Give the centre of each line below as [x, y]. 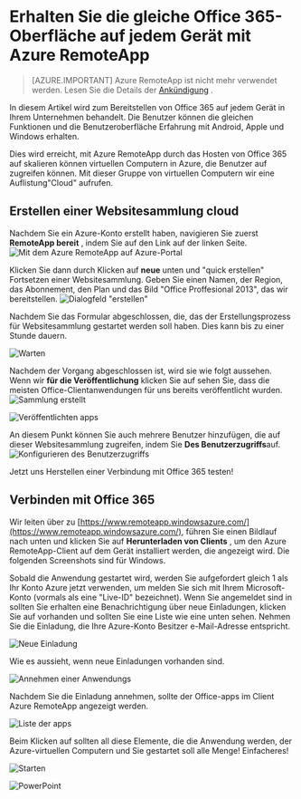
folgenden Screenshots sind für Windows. [88, 560]
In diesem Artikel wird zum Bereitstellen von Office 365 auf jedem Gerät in [147, 107]
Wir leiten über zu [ [45, 522]
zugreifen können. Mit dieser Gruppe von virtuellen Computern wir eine [142, 173]
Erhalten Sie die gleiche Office [125, 17]
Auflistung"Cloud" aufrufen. [61, 182]
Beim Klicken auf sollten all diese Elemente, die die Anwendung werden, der [150, 741]
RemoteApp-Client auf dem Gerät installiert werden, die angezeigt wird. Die [150, 551]
